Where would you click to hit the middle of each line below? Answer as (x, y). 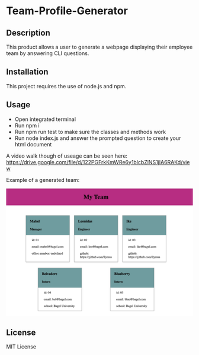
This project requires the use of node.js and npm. (66, 86)
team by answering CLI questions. (48, 53)
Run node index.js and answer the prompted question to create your (98, 138)
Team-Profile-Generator (67, 11)
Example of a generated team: (43, 180)
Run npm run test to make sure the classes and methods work (90, 132)
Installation (27, 72)
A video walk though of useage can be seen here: (67, 156)
